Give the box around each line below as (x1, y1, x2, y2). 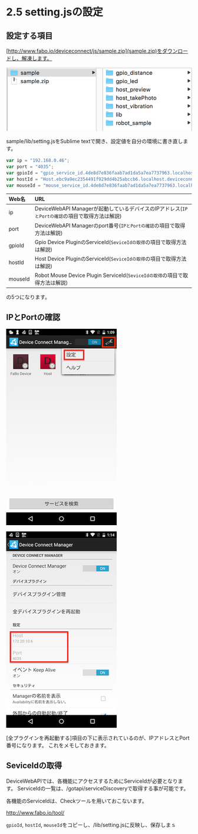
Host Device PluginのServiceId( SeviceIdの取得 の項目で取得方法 (34, 255, 187, 262)
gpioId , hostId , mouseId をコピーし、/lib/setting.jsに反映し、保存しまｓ (6, 821, 177, 828)
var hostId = (6, 176, 38, 182)
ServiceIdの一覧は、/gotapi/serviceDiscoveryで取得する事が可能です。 (17, 784, 189, 792)
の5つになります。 (6, 293, 50, 301)
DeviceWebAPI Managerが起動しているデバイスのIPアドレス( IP (34, 205, 188, 212)
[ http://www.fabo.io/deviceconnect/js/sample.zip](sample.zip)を (6, 48, 163, 54)
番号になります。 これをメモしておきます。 (6, 741, 110, 749)
